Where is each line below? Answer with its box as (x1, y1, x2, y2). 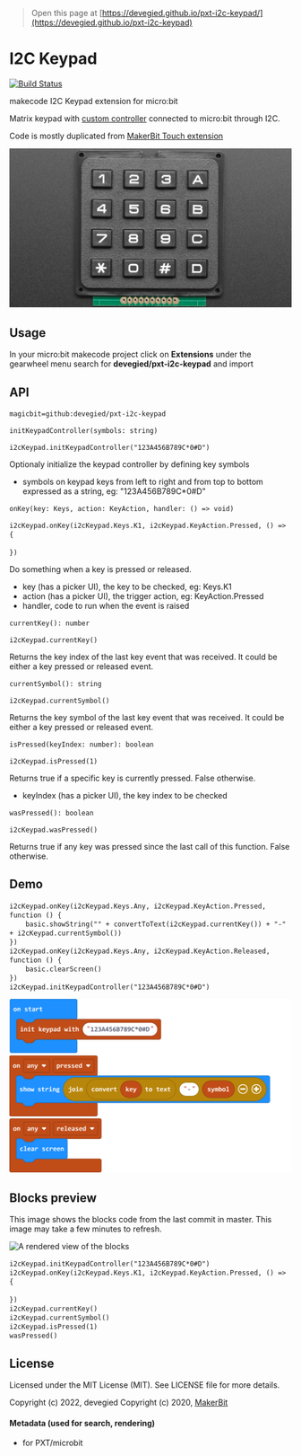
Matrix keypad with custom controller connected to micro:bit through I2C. (9, 112, 280, 124)
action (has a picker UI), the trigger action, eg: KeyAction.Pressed (21, 591, 264, 601)
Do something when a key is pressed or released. (9, 564, 193, 574)
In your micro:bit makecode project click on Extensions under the (9, 349, 252, 360)
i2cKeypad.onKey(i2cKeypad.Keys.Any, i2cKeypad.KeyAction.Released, (9, 947, 271, 956)
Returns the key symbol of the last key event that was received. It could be (9, 712, 285, 722)
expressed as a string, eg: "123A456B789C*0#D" (21, 486, 206, 497)
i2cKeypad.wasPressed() (9, 825, 99, 834)
